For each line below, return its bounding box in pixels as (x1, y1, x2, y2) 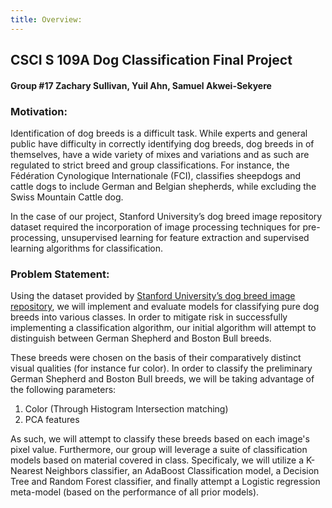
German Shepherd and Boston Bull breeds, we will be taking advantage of (10, 373, 315, 385)
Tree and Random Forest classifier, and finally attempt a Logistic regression (10, 476, 321, 488)
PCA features (24, 414, 80, 426)
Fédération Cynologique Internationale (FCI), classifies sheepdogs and (10, 169, 302, 181)
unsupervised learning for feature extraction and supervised (61, 231, 310, 243)
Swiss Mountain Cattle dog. (10, 191, 124, 203)
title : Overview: (10, 14, 83, 25)
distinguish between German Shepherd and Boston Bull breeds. (10, 332, 272, 345)
